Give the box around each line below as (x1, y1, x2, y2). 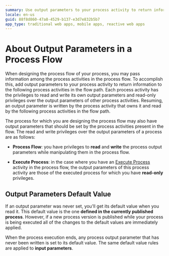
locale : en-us (5, 12, 35, 17)
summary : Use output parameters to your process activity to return (5, 7, 152, 13)
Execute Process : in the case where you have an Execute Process (12, 159, 150, 165)
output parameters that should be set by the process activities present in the (5, 123, 164, 129)
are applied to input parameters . (5, 245, 73, 251)
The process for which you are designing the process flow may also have (5, 118, 157, 124)
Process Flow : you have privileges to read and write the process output (12, 144, 162, 150)
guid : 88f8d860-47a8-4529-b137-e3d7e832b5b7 (5, 17, 100, 22)
